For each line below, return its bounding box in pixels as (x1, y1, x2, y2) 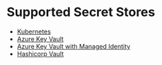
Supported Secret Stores (6, 4, 156, 20)
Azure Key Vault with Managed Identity (16, 42, 131, 50)
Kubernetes (16, 27, 51, 36)
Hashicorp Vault (16, 50, 64, 58)
